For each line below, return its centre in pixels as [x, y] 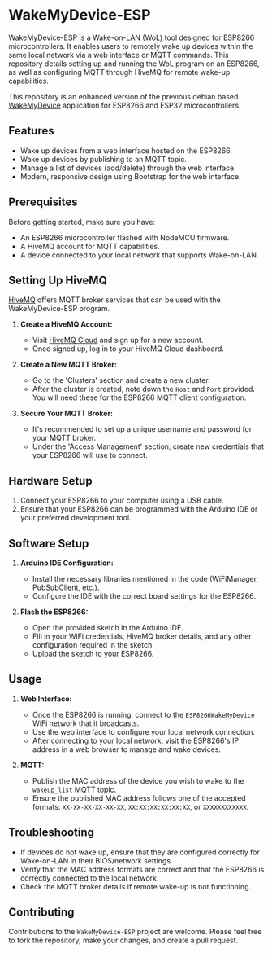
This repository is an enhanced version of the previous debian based [123, 96]
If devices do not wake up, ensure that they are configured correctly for [140, 852]
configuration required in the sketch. [93, 645]
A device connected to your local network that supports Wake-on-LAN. [139, 255]
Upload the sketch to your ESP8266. [93, 654]
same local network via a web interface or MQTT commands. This [119, 55]
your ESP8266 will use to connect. [90, 455]
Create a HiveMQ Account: [66, 324]
